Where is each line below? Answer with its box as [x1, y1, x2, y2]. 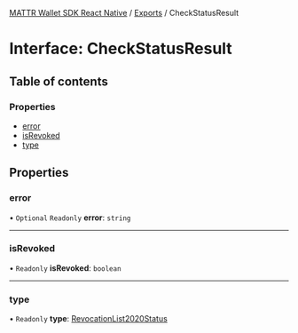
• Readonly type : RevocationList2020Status [9, 313, 169, 324]
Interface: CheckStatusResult [9, 39, 232, 59]
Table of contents [9, 74, 108, 89]
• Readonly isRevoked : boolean [9, 262, 122, 274]
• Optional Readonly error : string [9, 212, 131, 223]
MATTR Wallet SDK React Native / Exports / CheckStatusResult [9, 8, 239, 18]
